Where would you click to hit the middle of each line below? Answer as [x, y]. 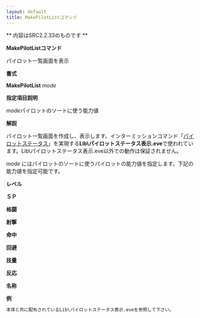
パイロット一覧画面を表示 [38, 60]
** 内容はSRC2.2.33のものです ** [47, 35]
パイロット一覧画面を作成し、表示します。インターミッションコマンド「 [95, 136]
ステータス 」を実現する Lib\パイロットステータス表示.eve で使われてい [108, 143]
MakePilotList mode [31, 85]
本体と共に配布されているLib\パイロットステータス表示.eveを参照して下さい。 [90, 310]
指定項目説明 [22, 98]
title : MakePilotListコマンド [42, 17]
